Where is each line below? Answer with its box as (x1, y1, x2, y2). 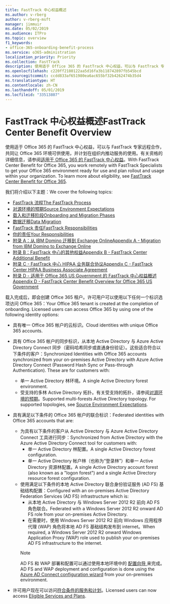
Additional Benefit (12, 255, 50, 261)
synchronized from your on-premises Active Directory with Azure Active (12, 356, 163, 363)
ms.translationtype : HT (5, 78, 56, 83)
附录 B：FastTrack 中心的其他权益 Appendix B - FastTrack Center (12, 249, 148, 256)
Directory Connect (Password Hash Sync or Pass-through (12, 362, 134, 368)
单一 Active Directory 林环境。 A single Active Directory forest (20, 378, 148, 384)
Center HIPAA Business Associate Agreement (12, 267, 108, 273)
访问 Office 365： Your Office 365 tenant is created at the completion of (9, 301, 159, 307)
